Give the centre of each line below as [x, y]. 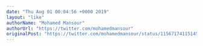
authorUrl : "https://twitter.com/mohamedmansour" [70, 28]
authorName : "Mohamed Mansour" [46, 23]
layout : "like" [25, 17]
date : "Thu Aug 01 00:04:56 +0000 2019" [58, 12]
